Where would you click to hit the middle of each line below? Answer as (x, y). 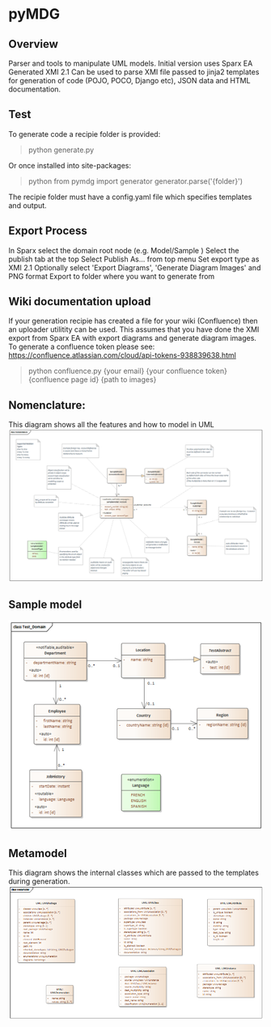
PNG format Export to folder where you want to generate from (112, 276)
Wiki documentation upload (80, 301)
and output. (28, 205)
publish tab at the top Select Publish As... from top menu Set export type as (134, 259)
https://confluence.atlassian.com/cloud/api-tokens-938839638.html (123, 355)
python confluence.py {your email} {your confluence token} (128, 371)
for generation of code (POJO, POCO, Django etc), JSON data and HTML (129, 81)
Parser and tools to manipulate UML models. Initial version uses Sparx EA (131, 63)
